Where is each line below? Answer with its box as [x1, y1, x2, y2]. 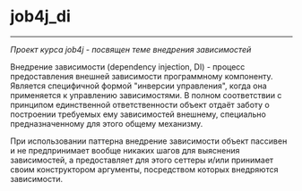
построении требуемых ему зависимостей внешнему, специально [10, 109, 267, 120]
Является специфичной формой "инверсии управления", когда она [10, 80, 267, 91]
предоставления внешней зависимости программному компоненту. [10, 71, 273, 81]
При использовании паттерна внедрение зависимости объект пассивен [10, 136, 288, 146]
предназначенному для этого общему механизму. [10, 118, 203, 129]
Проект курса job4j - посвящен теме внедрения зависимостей [10, 44, 252, 54]
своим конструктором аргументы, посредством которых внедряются [10, 163, 279, 175]
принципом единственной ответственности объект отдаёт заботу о [10, 99, 270, 110]
